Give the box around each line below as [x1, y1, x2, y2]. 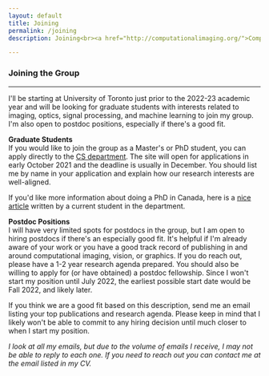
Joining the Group [8, 67, 80, 79]
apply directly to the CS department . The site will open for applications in [8, 152, 250, 161]
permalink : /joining [8, 26, 78, 34]
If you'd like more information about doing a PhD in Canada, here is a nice [8, 192, 251, 202]
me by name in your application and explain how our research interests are [8, 168, 255, 178]
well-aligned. [8, 177, 51, 187]
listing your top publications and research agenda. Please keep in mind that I [8, 309, 261, 318]
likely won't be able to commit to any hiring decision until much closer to [8, 317, 247, 327]
